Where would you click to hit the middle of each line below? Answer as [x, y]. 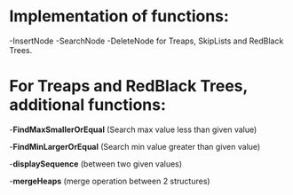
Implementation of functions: [119, 16]
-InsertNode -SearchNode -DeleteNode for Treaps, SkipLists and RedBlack [146, 41]
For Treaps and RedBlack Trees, [129, 86]
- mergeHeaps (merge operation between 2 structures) [110, 181]
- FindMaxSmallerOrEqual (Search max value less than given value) [133, 129]
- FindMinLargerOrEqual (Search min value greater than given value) [135, 146]
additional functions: [88, 105]
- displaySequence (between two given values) [96, 164]
